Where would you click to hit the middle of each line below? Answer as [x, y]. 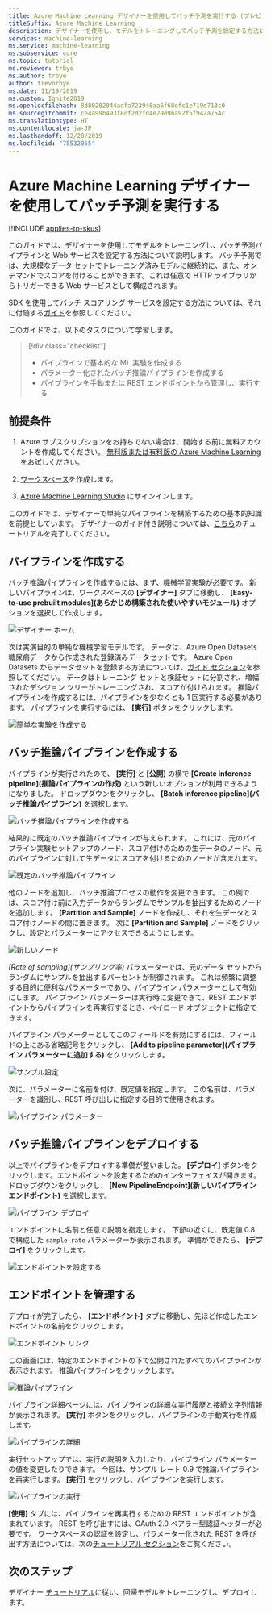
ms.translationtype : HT [48, 121]
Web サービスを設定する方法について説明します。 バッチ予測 [153, 256]
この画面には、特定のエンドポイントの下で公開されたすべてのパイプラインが [135, 1360]
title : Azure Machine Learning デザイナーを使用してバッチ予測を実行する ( [126, 16]
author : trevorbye [39, 83]
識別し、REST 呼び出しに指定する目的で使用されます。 [127, 1099]
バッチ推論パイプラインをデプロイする [104, 1144]
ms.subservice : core [43, 53]
